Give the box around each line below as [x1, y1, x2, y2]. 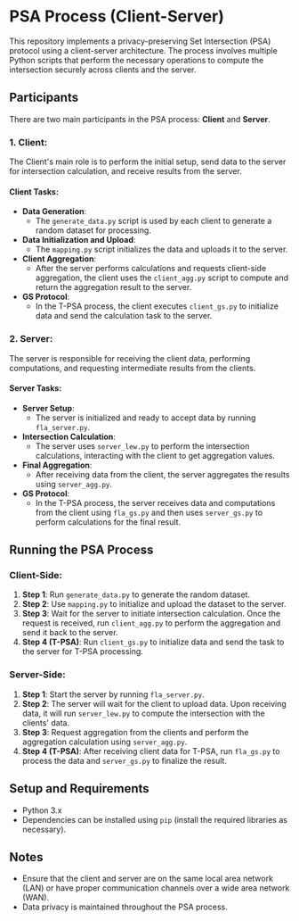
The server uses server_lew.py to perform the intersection [35, 440, 250, 452]
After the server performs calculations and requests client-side [35, 263, 267, 274]
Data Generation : [21, 206, 87, 217]
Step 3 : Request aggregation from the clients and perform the [21, 726, 249, 737]
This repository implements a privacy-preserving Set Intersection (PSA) [9, 36, 271, 46]
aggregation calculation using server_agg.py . [21, 736, 188, 747]
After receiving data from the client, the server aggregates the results [35, 469, 290, 479]
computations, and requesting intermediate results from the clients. [9, 362, 256, 373]
